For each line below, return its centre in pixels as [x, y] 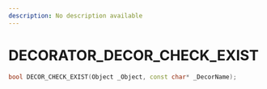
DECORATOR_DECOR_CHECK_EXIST [133, 55]
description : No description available [76, 16]
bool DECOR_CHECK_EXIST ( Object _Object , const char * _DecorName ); [123, 77]
